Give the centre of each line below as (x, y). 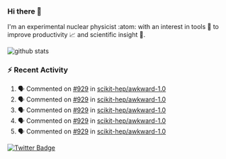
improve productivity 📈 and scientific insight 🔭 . (77, 35)
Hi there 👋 (25, 11)
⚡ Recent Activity (38, 70)
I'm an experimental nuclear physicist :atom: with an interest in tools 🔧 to (113, 27)
